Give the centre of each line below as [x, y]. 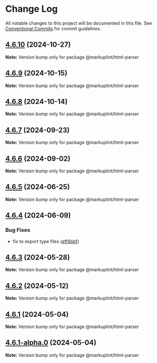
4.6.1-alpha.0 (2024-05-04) [51, 343]
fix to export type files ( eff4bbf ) [46, 241]
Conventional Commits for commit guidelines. [53, 28]
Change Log [31, 9]
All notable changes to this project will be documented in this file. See [79, 23]
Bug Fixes [18, 230]
